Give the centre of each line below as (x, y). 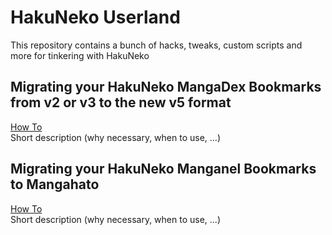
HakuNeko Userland (95, 17)
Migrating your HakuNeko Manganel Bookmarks (163, 169)
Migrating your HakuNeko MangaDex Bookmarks (166, 87)
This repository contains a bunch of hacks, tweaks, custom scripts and (156, 45)
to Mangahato (55, 184)
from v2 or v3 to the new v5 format (121, 102)
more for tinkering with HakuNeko (80, 55)
